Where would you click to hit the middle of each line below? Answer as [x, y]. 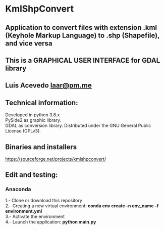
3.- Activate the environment [35, 216]
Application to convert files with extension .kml [81, 28]
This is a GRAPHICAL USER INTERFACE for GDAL [83, 60]
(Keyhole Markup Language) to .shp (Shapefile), [82, 35]
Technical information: [42, 102]
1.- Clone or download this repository [44, 200]
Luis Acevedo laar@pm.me [48, 86]
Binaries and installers [41, 147]
